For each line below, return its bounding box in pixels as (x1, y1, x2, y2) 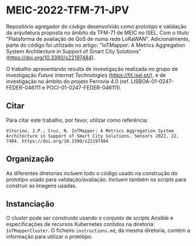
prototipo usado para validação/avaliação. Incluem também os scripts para (6, 176, 187, 183)
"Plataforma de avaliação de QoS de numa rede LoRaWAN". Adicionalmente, (6, 35, 190, 42)
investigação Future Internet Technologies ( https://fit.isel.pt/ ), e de (6, 71, 166, 78)
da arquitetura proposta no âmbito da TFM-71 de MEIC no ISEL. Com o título (6, 29, 189, 36)
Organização (6, 154, 54, 164)
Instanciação (6, 199, 54, 209)
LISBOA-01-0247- (130, 77, 174, 85)
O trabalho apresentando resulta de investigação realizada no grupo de (6, 65, 178, 72)
